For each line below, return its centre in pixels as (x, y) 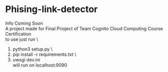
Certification (18, 34)
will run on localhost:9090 (40, 65)
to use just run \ (22, 39)
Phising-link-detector (52, 9)
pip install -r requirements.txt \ (44, 54)
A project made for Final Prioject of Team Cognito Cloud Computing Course (84, 28)
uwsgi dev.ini (26, 59)
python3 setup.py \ (32, 49)
